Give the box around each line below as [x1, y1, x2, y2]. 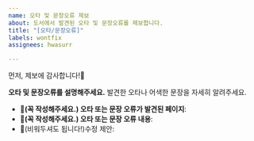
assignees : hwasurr [8, 41, 73, 49]
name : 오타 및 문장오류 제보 [8, 11, 90, 20]
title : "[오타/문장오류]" [8, 26, 84, 34]
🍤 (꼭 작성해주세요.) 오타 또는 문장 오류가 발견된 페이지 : [19, 105, 187, 114]
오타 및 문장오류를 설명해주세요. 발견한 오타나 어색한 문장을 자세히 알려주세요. [8, 88, 248, 97]
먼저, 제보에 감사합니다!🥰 [8, 70, 85, 80]
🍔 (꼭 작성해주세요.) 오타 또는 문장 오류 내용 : [19, 114, 153, 124]
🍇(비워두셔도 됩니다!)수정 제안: [19, 124, 115, 134]
